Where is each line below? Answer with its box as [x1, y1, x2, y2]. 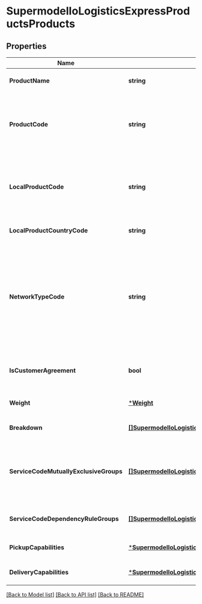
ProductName [9, 76, 50, 85]
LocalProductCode [9, 182, 64, 191]
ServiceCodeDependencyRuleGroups [9, 515, 119, 523]
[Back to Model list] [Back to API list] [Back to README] [6, 591, 144, 598]
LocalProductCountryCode [9, 226, 88, 234]
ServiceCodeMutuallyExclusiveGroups [9, 467, 123, 475]
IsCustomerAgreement [9, 366, 76, 375]
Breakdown [9, 423, 43, 432]
